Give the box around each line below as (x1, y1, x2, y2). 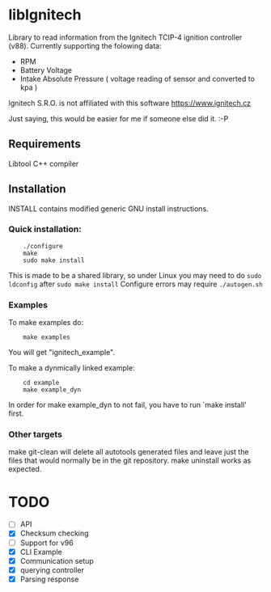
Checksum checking (19, 528, 89, 539)
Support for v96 (19, 538, 74, 548)
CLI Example (19, 547, 62, 556)
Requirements (8, 137, 81, 151)
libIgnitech (8, 6, 82, 24)
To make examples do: (8, 318, 83, 328)
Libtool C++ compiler (8, 159, 79, 168)
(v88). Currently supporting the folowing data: (8, 40, 162, 50)
